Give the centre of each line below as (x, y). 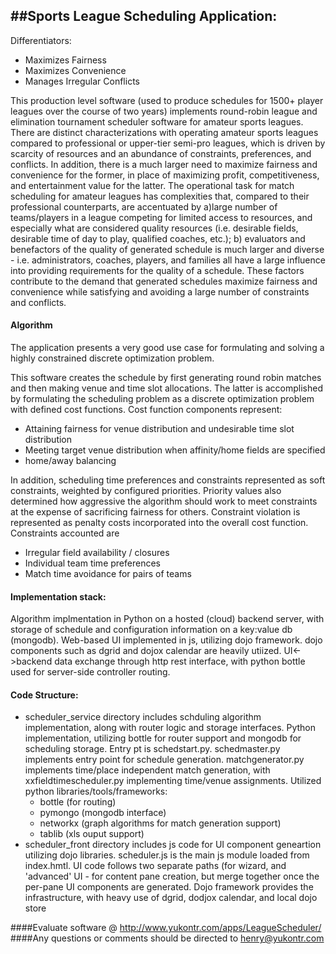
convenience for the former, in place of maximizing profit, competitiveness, (165, 175)
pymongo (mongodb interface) (103, 813)
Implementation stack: (58, 596)
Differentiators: (41, 40)
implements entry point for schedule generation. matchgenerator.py (164, 760)
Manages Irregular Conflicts (82, 81)
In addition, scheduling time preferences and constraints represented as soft (168, 480)
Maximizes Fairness (65, 60)
